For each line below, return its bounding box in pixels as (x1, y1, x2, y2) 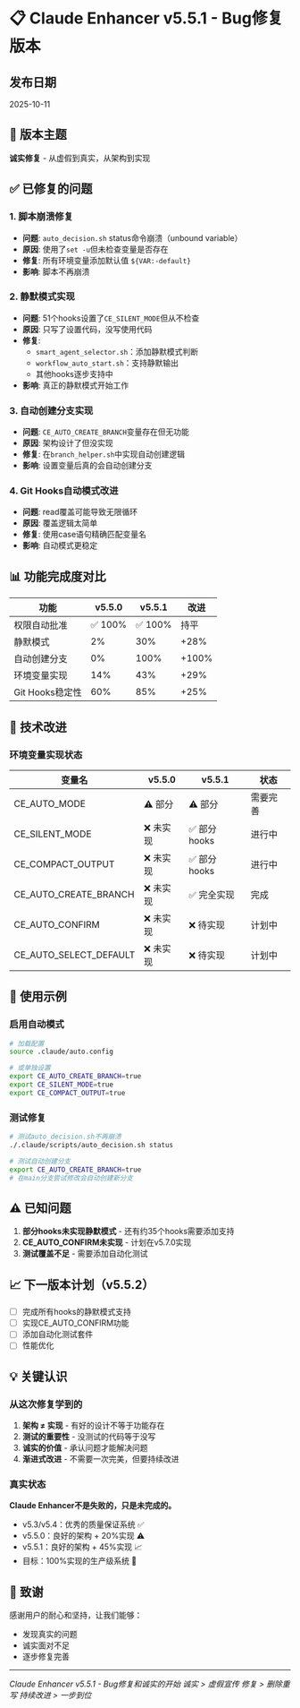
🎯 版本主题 (9, 127, 67, 142)
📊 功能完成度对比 (9, 569, 107, 584)
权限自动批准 (13, 619, 69, 631)
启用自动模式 (9, 1018, 65, 1031)
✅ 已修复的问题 (9, 181, 93, 197)
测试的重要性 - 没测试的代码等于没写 (21, 1431, 156, 1442)
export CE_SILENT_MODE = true (9, 1080, 114, 1089)
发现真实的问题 (21, 1629, 78, 1640)
